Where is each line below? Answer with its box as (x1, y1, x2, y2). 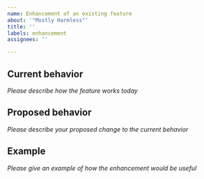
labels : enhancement (7, 29, 68, 37)
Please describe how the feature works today (7, 86, 138, 95)
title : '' (7, 23, 36, 30)
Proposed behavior (7, 107, 92, 118)
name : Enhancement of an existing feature (7, 10, 132, 17)
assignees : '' (7, 36, 49, 43)
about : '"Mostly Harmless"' (7, 17, 89, 24)
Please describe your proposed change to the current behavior (7, 125, 189, 133)
